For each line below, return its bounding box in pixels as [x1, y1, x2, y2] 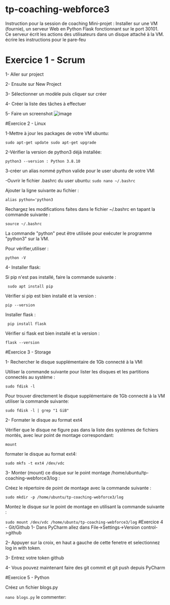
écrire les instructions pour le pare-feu [5, 37, 86, 43]
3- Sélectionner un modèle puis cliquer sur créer [5, 90, 107, 97]
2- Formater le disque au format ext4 [5, 417, 83, 423]
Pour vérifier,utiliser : [5, 245, 49, 251]
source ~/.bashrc [5, 221, 42, 227]
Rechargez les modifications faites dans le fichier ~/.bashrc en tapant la [5, 206, 156, 212]
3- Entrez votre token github [5, 555, 64, 561]
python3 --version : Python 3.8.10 [5, 158, 81, 164]
